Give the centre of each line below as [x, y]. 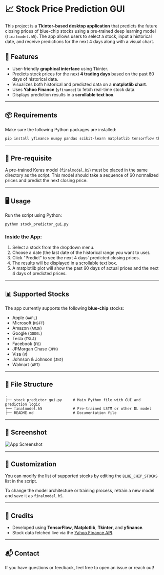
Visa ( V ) [20, 354]
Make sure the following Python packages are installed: [61, 129]
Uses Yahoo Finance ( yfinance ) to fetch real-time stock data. [74, 89]
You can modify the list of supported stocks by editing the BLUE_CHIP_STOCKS [81, 476]
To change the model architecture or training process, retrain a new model [80, 491]
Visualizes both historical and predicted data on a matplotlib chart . [80, 84]
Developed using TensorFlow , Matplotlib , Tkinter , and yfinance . [78, 528]
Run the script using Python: [34, 215]
